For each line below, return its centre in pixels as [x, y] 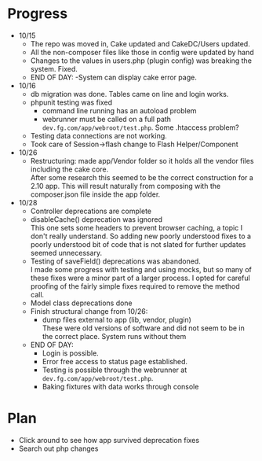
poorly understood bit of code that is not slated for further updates [138, 244]
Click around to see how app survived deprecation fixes [109, 440]
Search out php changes [58, 448]
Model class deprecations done [81, 303]
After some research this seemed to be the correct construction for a [142, 177]
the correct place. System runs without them [114, 336]
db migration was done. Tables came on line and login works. [129, 94]
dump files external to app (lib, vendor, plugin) [116, 319]
